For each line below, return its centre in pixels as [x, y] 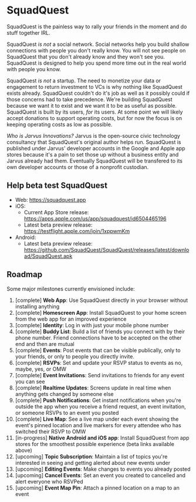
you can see [30, 381]
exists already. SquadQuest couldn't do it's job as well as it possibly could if [98, 93]
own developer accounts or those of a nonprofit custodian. [78, 167]
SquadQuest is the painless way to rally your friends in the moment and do [97, 26]
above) [24, 450]
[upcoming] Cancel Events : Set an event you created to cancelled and [100, 475]
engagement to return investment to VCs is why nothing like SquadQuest [94, 87]
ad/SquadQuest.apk [48, 256]
